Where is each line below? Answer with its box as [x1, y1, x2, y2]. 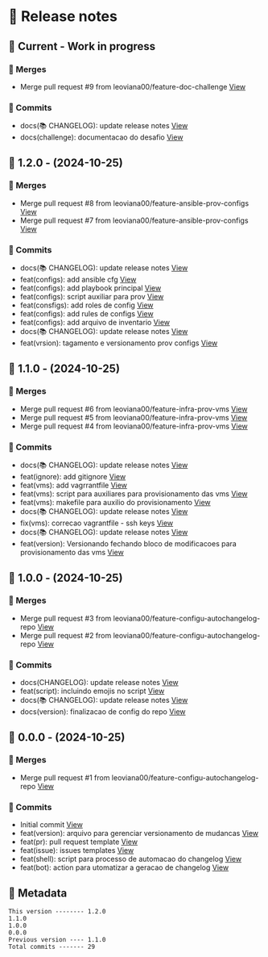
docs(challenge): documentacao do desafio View [19, 132, 183, 142]
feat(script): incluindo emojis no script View [19, 686, 165, 696]
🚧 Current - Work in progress [8, 40, 156, 53]
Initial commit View [19, 820, 83, 830]
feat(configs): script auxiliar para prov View [19, 292, 164, 302]
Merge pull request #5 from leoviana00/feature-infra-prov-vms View [19, 412, 248, 422]
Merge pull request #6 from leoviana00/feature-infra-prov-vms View [19, 403, 248, 414]
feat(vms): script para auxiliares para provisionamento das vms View [19, 489, 248, 499]
